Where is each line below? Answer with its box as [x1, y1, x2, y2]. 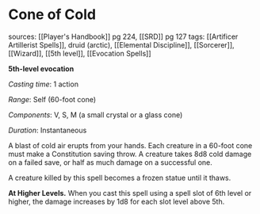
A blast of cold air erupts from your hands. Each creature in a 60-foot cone [8, 140, 253, 150]
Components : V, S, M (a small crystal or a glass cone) [8, 109, 183, 120]
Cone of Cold [8, 6, 97, 24]
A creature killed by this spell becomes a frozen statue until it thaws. [8, 173, 231, 182]
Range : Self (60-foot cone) [8, 94, 97, 104]
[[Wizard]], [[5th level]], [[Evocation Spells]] [8, 48, 151, 58]
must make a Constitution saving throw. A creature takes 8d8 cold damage [8, 149, 252, 159]
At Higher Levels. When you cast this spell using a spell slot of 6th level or [8, 188, 252, 197]
